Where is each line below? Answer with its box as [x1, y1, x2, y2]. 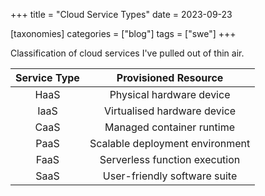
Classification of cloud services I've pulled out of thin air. [10, 47, 245, 59]
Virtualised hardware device [104, 104, 237, 118]
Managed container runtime [104, 120, 236, 134]
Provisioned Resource [116, 71, 224, 84]
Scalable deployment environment [89, 137, 251, 150]
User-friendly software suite [102, 169, 238, 183]
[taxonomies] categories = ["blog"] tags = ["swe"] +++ [10, 28, 237, 39]
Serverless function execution [99, 153, 241, 166]
